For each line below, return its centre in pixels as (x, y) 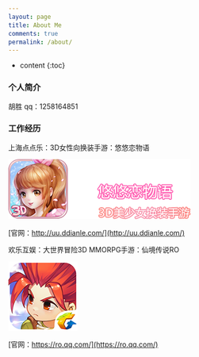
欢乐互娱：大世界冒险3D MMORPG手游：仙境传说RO (94, 249)
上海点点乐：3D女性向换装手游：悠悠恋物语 (79, 148)
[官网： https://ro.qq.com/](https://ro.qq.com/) (83, 344)
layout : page (30, 17)
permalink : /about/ (40, 42)
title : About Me (35, 25)
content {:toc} (42, 65)
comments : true (33, 33)
